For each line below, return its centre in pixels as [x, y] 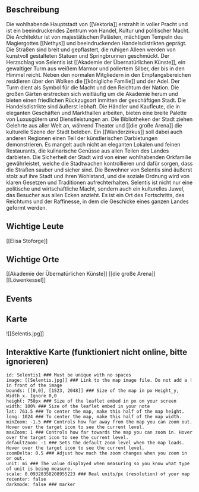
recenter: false [26, 479]
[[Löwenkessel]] [26, 280]
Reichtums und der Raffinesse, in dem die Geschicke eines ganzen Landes [97, 201]
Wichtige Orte [33, 259]
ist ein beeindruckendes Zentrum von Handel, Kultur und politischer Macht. [98, 30]
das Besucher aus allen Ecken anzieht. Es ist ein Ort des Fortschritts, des [95, 195]
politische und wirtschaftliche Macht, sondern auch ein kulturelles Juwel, [96, 189]
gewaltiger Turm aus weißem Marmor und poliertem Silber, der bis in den [96, 68]
